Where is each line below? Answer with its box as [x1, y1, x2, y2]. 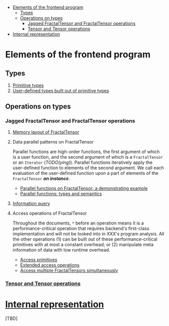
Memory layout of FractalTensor [12, 129, 80, 135]
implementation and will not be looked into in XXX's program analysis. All [12, 230, 164, 237]
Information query [12, 200, 50, 206]
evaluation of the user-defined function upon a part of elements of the [12, 170, 159, 176]
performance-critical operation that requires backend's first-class [12, 225, 150, 231]
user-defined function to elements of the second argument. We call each [12, 164, 164, 171]
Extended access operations [20, 262, 80, 268]
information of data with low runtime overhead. [12, 247, 110, 253]
